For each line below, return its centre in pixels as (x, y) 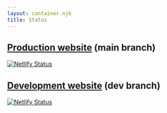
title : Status (27, 20)
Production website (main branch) (81, 48)
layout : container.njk (39, 13)
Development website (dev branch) (84, 85)
